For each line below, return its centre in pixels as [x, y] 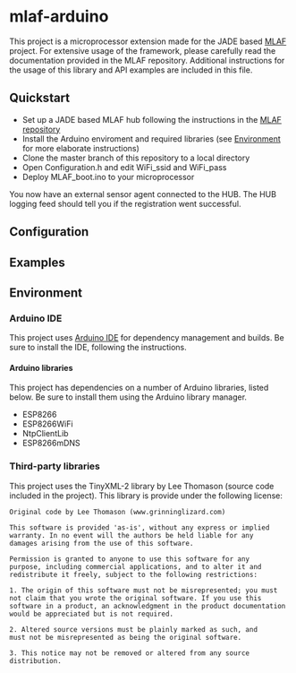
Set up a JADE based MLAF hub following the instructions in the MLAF [152, 119]
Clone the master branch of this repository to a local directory [136, 158]
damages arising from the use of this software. [101, 543]
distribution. [36, 660]
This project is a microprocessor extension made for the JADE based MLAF [148, 41]
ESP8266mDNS [51, 443]
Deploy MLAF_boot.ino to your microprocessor [108, 177]
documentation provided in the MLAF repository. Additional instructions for [147, 60]
